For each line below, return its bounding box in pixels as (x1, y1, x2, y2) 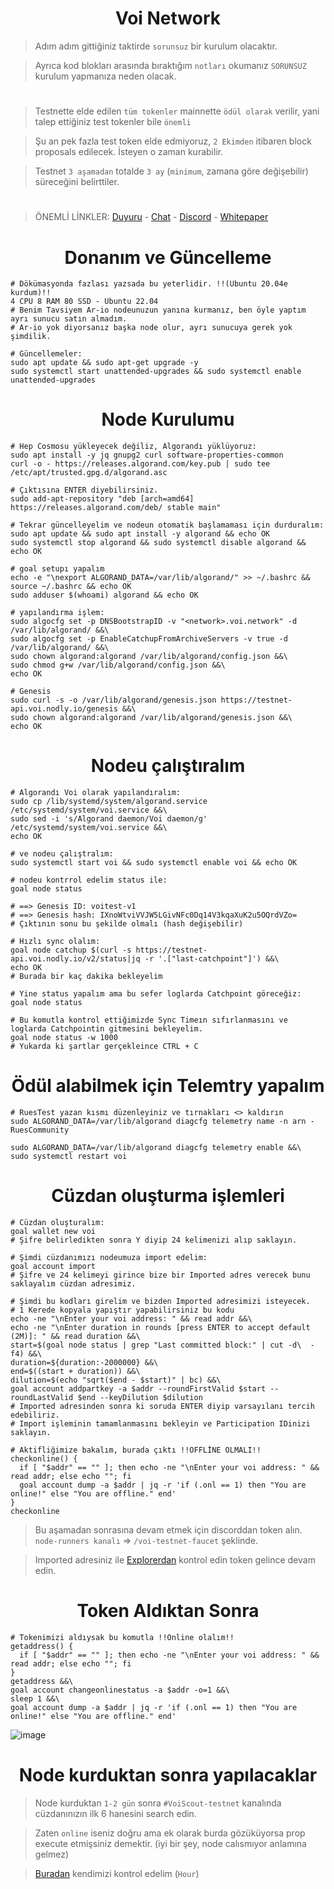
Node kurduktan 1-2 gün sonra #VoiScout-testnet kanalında (34, 1797, 282, 1809)
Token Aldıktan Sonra (76, 1600, 260, 1622)
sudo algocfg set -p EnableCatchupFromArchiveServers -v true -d (10, 634, 288, 644)
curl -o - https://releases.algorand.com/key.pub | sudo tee (10, 459, 271, 469)
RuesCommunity (10, 1125, 70, 1136)
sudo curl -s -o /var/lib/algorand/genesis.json (10, 695, 217, 706)
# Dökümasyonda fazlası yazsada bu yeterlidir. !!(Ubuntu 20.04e (10, 279, 288, 289)
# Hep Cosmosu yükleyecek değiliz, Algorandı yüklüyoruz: (10, 442, 257, 452)
